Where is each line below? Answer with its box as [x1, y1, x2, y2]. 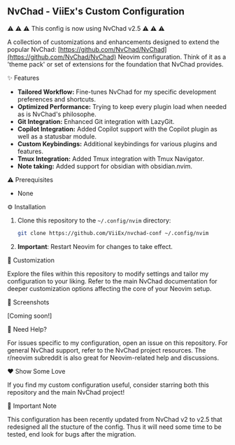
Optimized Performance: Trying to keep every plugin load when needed [17, 102, 227, 111]
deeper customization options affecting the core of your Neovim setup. [7, 284, 212, 292]
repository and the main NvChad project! [7, 388, 124, 396]
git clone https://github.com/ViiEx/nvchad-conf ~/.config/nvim [17, 229, 209, 236]
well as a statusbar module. [17, 132, 97, 141]
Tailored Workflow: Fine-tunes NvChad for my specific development [17, 87, 217, 96]
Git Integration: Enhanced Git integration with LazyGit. [17, 117, 175, 125]
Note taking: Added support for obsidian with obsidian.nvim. [17, 162, 193, 170]
